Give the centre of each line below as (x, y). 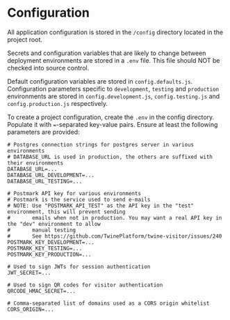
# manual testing (42, 230)
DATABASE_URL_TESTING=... (44, 181)
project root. (25, 39)
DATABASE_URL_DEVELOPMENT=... (51, 175)
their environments (35, 163)
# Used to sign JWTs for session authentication (79, 266)
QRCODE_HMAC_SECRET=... (42, 291)
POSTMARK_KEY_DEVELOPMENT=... (51, 242)
